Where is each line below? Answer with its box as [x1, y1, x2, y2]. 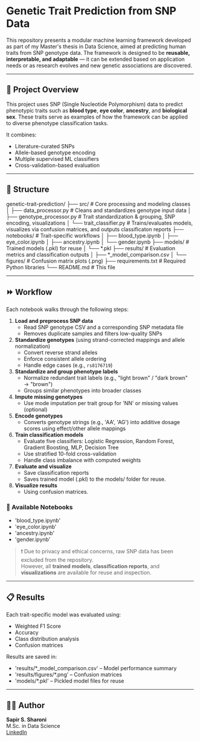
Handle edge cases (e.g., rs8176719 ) [23, 362, 113, 369]
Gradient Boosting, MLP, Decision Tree [23, 444, 119, 451]
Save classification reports [23, 469, 89, 477]
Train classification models [14, 431, 84, 438]
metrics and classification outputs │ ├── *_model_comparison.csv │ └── [6, 251, 187, 258]
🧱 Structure [6, 185, 49, 195]
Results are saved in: [6, 653, 58, 661]
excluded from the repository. [20, 556, 94, 563]
